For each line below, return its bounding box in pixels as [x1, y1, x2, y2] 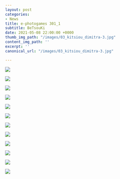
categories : [5, 12, 30, 17]
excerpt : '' [5, 44, 30, 49]
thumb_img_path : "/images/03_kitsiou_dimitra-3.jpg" [5, 35, 116, 40]
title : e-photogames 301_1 [5, 21, 61, 26]
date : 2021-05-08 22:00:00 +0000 [5, 30, 74, 35]
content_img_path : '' [5, 40, 50, 45]
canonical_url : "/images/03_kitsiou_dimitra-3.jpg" [5, 48, 114, 53]
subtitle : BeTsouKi [5, 26, 45, 31]
